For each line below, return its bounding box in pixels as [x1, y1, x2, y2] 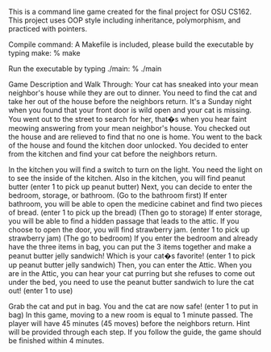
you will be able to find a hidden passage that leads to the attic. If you [8, 216, 240, 225]
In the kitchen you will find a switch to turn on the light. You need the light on [8, 165, 263, 174]
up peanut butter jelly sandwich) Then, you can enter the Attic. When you [8, 260, 252, 270]
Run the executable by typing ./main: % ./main [8, 64, 162, 73]
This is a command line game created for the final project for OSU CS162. [8, 7, 252, 16]
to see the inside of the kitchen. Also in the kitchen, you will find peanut [8, 174, 246, 182]
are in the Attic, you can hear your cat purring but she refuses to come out [8, 269, 256, 278]
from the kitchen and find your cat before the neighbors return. [8, 149, 218, 158]
